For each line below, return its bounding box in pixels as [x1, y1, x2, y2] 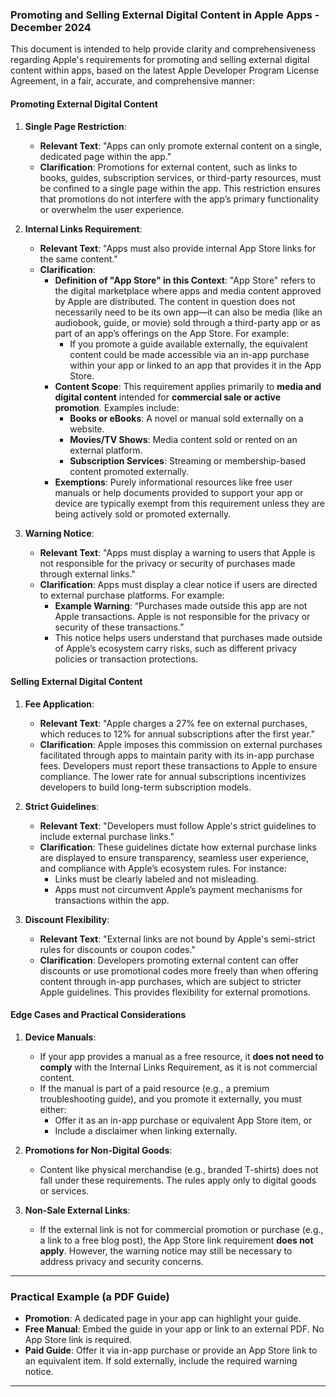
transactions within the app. [54, 894, 170, 906]
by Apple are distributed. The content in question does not [54, 295, 296, 307]
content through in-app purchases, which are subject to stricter [39, 975, 302, 987]
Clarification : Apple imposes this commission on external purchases [39, 738, 323, 750]
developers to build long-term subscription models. [39, 781, 252, 793]
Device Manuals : [24, 1031, 97, 1043]
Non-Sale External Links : [24, 1204, 131, 1216]
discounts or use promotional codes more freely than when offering [39, 964, 319, 977]
